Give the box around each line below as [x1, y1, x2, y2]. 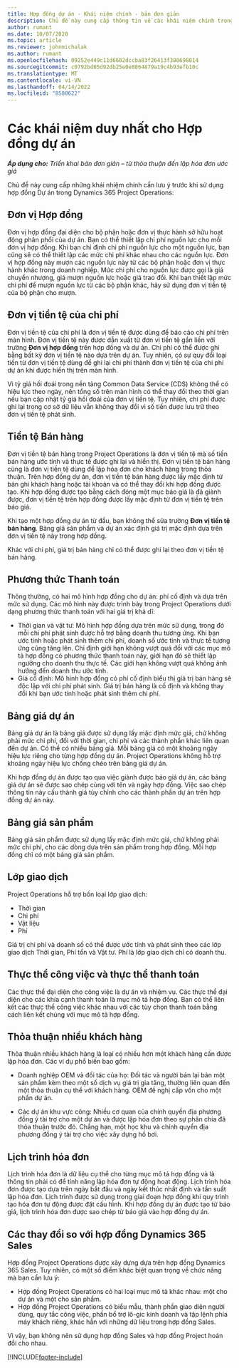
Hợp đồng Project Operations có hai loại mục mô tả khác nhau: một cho [17, 1287, 228, 1295]
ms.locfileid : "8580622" [7, 90, 81, 97]
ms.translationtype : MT [7, 70, 78, 77]
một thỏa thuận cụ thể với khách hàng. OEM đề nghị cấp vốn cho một [17, 1086, 222, 1094]
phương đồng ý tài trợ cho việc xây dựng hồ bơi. [17, 1130, 159, 1139]
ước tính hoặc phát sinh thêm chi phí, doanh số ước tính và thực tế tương [17, 636, 230, 645]
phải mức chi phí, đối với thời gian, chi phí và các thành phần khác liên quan [7, 737, 230, 745]
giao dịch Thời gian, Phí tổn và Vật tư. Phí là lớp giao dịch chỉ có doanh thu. [7, 948, 227, 956]
